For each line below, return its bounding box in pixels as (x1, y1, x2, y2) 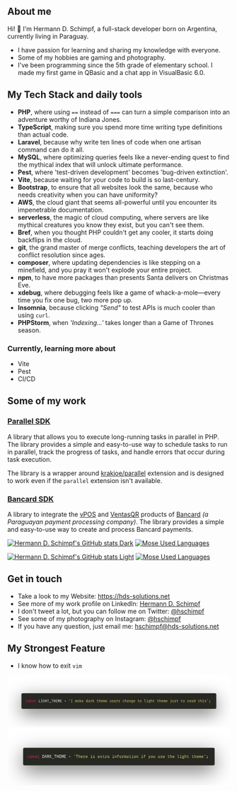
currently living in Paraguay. (7, 32, 89, 40)
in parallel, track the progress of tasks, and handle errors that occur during (7, 448, 225, 456)
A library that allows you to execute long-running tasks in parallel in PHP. (7, 432, 219, 441)
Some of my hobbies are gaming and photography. (17, 53, 166, 62)
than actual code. (17, 130, 69, 139)
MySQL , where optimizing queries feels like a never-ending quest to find (17, 152, 230, 161)
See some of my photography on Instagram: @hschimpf (17, 614, 182, 622)
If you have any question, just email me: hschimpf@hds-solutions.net (17, 622, 219, 630)
